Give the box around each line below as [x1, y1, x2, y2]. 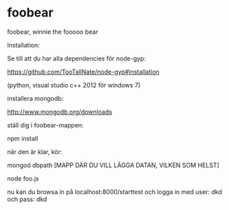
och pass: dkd [7, 195, 47, 203]
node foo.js [7, 174, 39, 182]
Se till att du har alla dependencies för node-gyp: [7, 54, 146, 63]
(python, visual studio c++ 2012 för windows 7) [7, 81, 141, 89]
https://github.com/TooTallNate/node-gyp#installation [7, 67, 160, 76]
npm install [7, 134, 39, 143]
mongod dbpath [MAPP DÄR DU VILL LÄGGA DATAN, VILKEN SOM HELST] [7, 160, 220, 169]
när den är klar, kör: [7, 147, 63, 156]
